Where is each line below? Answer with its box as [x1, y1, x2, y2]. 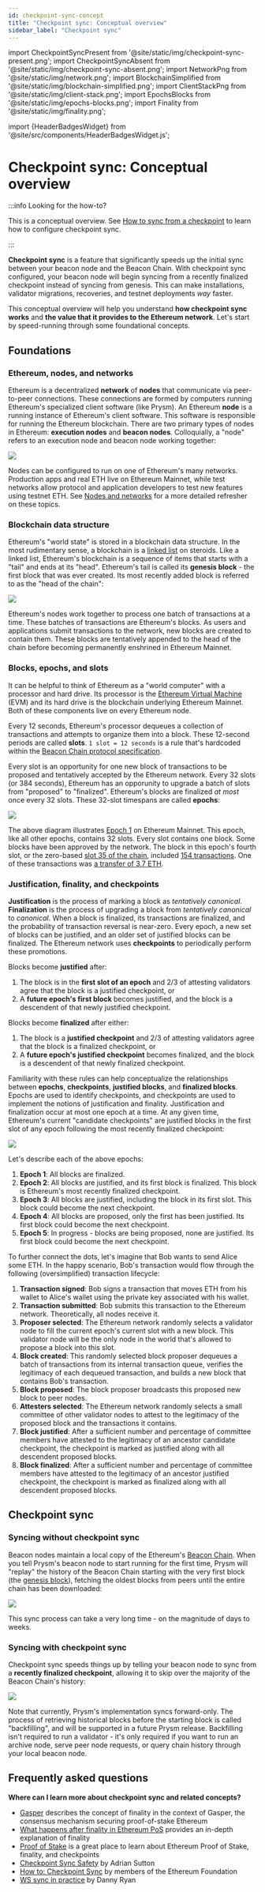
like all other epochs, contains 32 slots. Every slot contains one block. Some [8, 833, 256, 843]
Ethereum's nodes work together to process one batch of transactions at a [8, 609, 251, 619]
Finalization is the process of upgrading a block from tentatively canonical [8, 905, 252, 914]
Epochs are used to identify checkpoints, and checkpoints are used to [8, 1090, 236, 1100]
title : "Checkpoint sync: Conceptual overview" [8, 19, 168, 27]
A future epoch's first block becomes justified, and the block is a [19, 994, 233, 1003]
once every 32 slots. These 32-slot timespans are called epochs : [8, 795, 221, 804]
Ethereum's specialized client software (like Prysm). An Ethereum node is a [8, 402, 252, 412]
